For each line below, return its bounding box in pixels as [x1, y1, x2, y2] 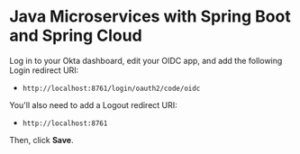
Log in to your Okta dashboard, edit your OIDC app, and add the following [9, 55, 283, 66]
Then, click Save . [9, 134, 74, 145]
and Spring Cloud [9, 25, 142, 46]
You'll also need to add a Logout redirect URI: [9, 99, 177, 110]
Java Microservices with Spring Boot [9, 6, 291, 27]
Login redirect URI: [9, 65, 79, 76]
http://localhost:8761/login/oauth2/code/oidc [22, 84, 201, 93]
